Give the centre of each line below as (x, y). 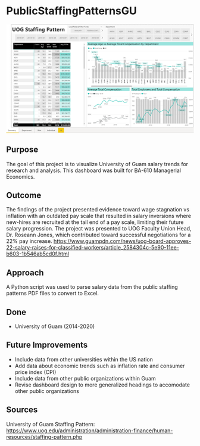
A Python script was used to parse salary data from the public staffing (92, 287)
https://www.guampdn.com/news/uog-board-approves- (122, 241)
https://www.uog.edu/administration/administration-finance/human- (90, 431)
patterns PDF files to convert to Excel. (53, 294)
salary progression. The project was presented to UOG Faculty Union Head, (99, 229)
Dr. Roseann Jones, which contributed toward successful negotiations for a (99, 235)
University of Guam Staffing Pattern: (51, 424)
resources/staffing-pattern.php (44, 436)
